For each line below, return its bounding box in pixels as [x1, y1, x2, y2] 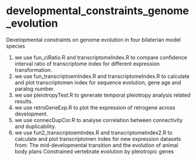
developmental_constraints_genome [6, 4, 190, 18]
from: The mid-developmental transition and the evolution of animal [14, 142, 178, 149]
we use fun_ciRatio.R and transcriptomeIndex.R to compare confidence [14, 54, 187, 61]
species [6, 42, 25, 50]
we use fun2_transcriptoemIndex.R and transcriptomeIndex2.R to [14, 129, 172, 136]
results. [14, 97, 34, 104]
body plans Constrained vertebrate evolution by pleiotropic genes [14, 147, 174, 155]
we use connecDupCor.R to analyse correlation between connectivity [14, 116, 183, 123]
